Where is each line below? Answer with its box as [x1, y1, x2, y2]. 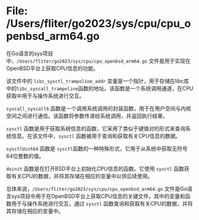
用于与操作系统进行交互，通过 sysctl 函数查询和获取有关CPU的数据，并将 [11, 200, 193, 207]
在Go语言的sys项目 [6, 49, 54, 57]
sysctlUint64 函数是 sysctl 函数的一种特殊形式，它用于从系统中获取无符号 [6, 144, 188, 152]
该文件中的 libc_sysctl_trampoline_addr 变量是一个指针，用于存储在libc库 [6, 77, 189, 84]
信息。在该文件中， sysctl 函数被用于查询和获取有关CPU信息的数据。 [11, 132, 181, 139]
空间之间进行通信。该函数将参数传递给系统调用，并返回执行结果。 [6, 112, 168, 120]
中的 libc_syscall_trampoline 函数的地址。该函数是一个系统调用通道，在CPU [6, 84, 194, 92]
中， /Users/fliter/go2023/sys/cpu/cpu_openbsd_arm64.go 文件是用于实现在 [6, 57, 191, 64]
